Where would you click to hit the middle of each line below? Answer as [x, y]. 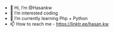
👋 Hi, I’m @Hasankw [31, 8]
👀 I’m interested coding [34, 13]
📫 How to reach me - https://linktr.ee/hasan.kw [59, 24]
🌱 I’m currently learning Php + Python [49, 18]
